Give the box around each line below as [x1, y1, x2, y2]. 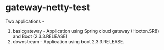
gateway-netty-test [5, 2, 90, 13]
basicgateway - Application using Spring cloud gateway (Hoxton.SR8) [12, 28, 159, 34]
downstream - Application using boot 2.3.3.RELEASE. [12, 38, 125, 44]
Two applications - [5, 18, 44, 24]
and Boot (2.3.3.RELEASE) [12, 33, 68, 39]
